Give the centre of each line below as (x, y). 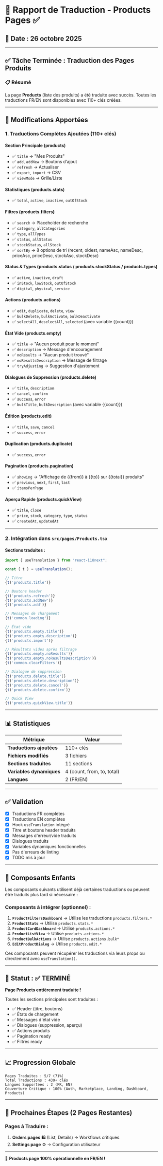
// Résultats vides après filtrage (41, 649)
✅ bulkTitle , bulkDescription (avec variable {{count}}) (67, 405)
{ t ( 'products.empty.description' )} (41, 636)
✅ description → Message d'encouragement (57, 350)
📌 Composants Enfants (41, 878)
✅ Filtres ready (27, 1042)
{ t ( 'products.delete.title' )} (36, 676)
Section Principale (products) (35, 145)
